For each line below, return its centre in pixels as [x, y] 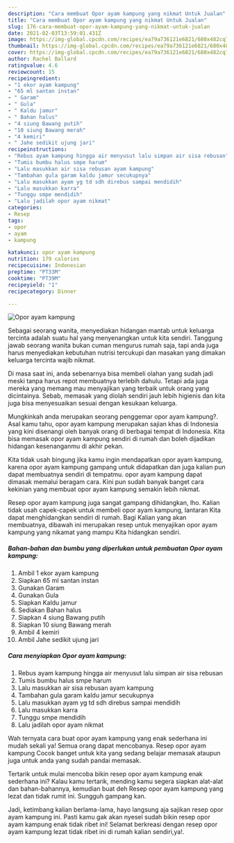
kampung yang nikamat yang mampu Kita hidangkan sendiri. [94, 532]
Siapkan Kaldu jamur [47, 603]
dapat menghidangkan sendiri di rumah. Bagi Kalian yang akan [97, 517]
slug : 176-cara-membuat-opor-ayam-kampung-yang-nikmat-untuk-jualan [109, 26]
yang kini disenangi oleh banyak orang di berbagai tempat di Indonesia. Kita [116, 431]
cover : [17, 53]
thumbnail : [24, 46]
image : [17, 40]
